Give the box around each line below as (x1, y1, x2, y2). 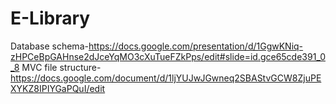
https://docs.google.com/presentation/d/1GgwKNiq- (88, 40, 304, 52)
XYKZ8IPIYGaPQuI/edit (10, 82, 106, 94)
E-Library (10, 7, 91, 30)
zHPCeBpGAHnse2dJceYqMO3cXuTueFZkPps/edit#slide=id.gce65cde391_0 (10, 50, 326, 62)
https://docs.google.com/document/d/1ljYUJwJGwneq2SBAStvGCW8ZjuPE (10, 72, 322, 84)
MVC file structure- (21, 61, 102, 73)
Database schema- (10, 40, 89, 52)
